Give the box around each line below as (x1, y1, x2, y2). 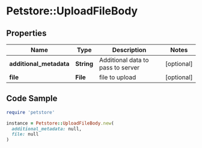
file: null (11, 131, 39, 137)
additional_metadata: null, (11, 126, 82, 132)
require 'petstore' (6, 109, 55, 115)
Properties (6, 28, 47, 38)
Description (112, 46, 147, 54)
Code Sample (6, 93, 58, 104)
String (75, 60, 94, 68)
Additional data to (99, 56, 149, 64)
